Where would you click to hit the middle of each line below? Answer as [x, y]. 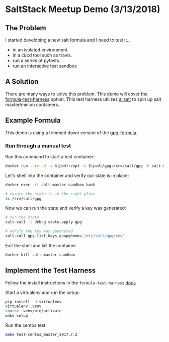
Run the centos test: [26, 325]
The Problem [26, 28]
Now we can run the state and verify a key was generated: [66, 208]
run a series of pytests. [36, 61]
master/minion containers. [32, 104]
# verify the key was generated [39, 231]
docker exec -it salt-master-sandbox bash [50, 185]
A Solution [22, 82]
